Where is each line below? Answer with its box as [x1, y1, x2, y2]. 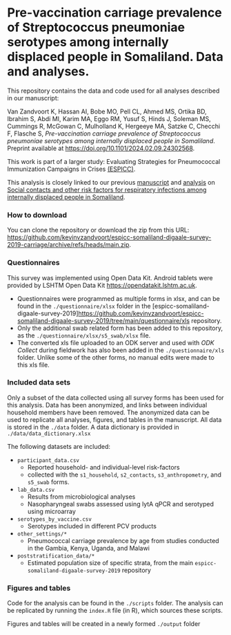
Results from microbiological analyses [27, 493, 136, 501]
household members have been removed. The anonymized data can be [7, 408, 210, 416]
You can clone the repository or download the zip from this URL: [7, 226, 190, 234]
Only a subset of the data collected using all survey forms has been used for [7, 393, 224, 402]
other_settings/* [17, 531, 68, 537]
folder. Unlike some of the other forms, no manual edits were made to [17, 353, 215, 361]
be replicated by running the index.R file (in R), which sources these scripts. [7, 607, 223, 615]
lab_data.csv [17, 486, 55, 493]
